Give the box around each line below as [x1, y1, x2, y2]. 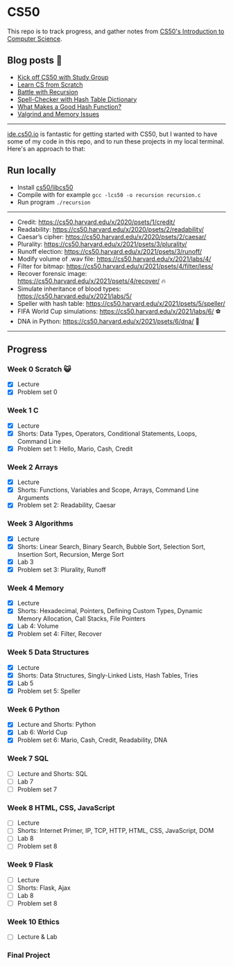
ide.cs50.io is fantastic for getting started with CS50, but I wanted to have [7, 130, 218, 138]
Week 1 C [7, 406, 40, 415]
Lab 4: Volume [17, 622, 59, 630]
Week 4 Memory [7, 583, 64, 593]
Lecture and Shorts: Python [17, 721, 96, 729]
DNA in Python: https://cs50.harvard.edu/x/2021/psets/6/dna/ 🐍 [17, 317, 200, 325]
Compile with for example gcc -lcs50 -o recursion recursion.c [17, 190, 201, 198]
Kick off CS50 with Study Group [17, 73, 109, 81]
